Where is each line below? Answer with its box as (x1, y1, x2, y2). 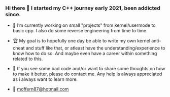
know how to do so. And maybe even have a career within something (12, 51, 157, 57)
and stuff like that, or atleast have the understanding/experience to (25, 45, 165, 51)
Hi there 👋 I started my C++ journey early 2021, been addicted (5, 5, 161, 12)
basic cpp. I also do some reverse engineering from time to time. (12, 28, 148, 34)
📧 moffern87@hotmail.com (12, 86, 69, 92)
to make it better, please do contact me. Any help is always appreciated (12, 71, 162, 77)
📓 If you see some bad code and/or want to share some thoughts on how (12, 66, 165, 72)
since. (5, 11, 21, 18)
